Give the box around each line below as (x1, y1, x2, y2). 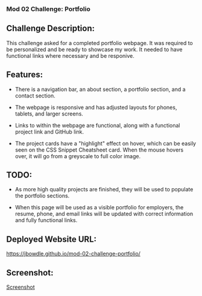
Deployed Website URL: (6, 234, 97, 244)
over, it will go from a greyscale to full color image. (14, 152, 140, 159)
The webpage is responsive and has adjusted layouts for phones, (14, 103, 177, 111)
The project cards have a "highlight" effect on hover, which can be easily (14, 140, 197, 147)
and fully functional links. (14, 217, 78, 224)
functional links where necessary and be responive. (6, 52, 134, 59)
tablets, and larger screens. (14, 110, 83, 117)
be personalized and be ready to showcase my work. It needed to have (6, 46, 183, 53)
